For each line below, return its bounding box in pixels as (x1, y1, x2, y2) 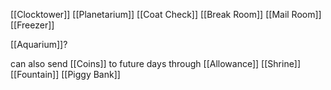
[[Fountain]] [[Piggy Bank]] (10, 69, 121, 80)
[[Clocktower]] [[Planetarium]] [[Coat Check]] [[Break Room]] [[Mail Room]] (10, 9, 322, 20)
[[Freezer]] (10, 19, 55, 31)
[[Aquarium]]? (10, 39, 68, 50)
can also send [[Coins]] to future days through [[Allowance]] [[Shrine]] (10, 58, 302, 69)
